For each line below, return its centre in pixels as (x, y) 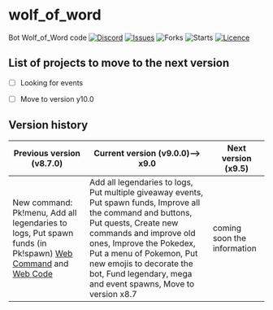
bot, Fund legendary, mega (141, 273)
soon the (229, 238)
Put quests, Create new (134, 223)
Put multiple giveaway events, (146, 192)
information (235, 248)
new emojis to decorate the (141, 264)
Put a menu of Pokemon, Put (143, 253)
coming (227, 228)
